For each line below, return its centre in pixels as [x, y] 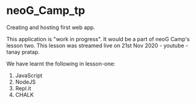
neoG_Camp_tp [46, 11]
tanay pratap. [23, 51]
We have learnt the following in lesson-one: [61, 64]
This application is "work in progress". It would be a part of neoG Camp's [98, 39]
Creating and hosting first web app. [51, 27]
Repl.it [23, 88]
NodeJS [25, 82]
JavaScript [29, 75]
